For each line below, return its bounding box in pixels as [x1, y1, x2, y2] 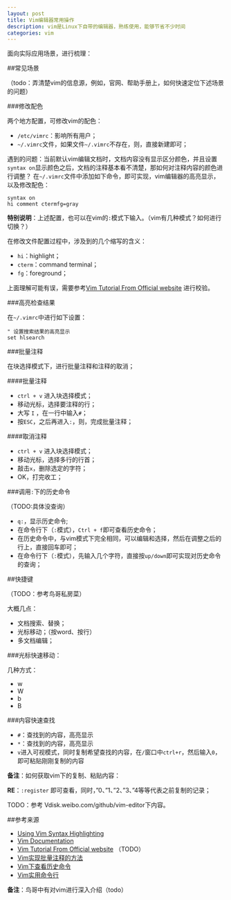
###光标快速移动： [7, 651, 62, 660]
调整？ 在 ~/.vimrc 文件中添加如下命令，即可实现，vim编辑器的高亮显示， [12, 172, 220, 181]
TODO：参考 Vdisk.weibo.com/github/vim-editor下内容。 [7, 801, 169, 809]
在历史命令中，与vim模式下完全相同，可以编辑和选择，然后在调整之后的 [17, 534, 222, 543]
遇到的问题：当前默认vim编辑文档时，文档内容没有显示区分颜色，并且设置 [7, 155, 218, 163]
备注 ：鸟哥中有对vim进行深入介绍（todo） [7, 885, 128, 894]
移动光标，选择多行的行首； [17, 456, 97, 464]
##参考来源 [7, 816, 39, 824]
